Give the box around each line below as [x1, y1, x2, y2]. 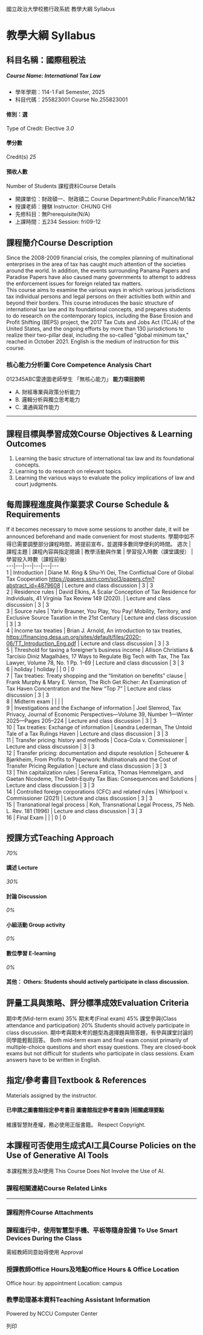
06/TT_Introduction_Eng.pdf [6, 640, 77, 647]
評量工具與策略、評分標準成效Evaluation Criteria [6, 998, 189, 1008]
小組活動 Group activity [6, 921, 65, 928]
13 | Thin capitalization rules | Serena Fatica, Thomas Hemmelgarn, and [6, 768, 184, 776]
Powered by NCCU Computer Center [6, 1310, 98, 1317]
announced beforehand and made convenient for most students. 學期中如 [6, 533, 190, 540]
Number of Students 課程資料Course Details [6, 183, 116, 190]
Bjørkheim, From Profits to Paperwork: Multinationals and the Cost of [6, 755, 178, 763]
